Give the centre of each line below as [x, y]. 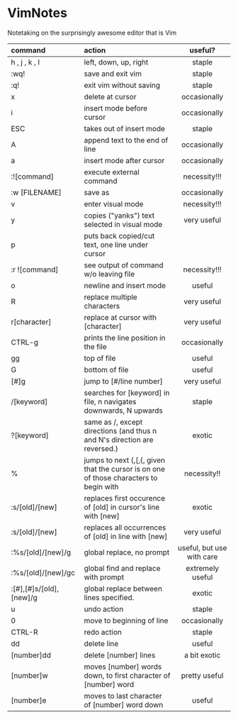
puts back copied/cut [119, 235]
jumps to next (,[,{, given [124, 460]
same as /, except [113, 422]
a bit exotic [202, 655]
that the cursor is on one [124, 469]
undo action [104, 609]
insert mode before [116, 108]
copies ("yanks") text [119, 216]
